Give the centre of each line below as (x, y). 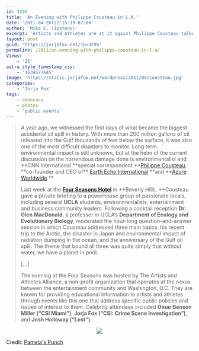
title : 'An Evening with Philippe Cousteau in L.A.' (73, 17)
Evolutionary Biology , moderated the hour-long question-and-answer (106, 221)
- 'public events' (39, 111)
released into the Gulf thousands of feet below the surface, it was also (106, 141)
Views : (14, 56)
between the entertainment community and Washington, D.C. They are (107, 288)
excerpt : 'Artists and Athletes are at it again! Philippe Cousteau (92, 34)
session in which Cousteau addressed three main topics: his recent (102, 227)
